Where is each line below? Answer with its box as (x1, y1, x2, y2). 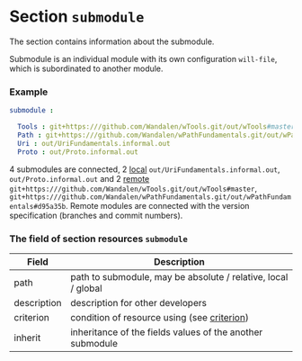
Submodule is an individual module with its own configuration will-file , (9, 53, 278, 64)
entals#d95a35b (9, 202, 67, 211)
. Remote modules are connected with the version (66, 200, 250, 211)
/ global (70, 282, 102, 294)
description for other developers (70, 296, 207, 309)
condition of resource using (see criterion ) (70, 311, 249, 323)
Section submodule (9, 6, 145, 27)
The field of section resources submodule (9, 232, 189, 245)
